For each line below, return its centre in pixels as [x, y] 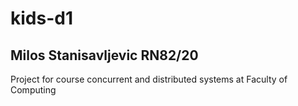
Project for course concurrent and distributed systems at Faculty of [149, 79]
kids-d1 [41, 18]
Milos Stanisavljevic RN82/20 [104, 55]
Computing [33, 90]
